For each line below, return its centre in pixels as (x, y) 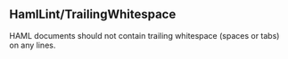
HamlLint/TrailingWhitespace (93, 15)
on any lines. (33, 45)
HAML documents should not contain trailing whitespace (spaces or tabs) (144, 35)
